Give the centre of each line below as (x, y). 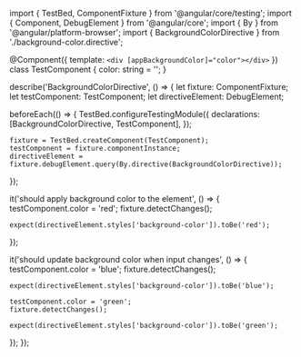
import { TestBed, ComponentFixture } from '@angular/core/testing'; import (151, 13)
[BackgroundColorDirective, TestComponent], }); (101, 124)
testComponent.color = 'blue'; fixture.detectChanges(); (113, 269)
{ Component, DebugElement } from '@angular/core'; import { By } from (144, 23)
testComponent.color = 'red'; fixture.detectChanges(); (111, 208)
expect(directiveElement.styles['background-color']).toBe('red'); (140, 225)
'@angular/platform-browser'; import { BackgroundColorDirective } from (145, 32)
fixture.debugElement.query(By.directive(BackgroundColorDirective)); (146, 164)
